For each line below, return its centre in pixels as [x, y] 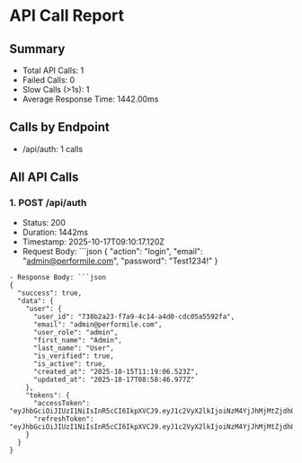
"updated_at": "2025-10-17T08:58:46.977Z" [114, 379]
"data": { [36, 301]
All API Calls [44, 178]
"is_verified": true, [74, 356]
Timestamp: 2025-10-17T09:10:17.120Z [93, 241]
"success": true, [50, 293]
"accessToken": [62, 403]
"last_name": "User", [74, 348]
